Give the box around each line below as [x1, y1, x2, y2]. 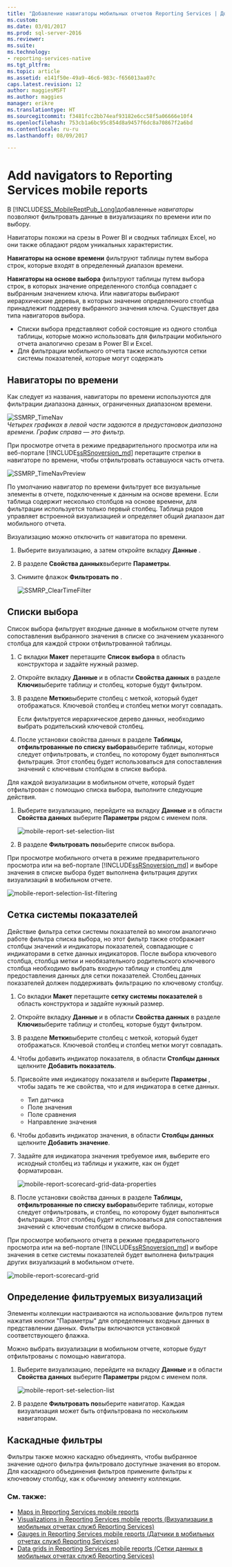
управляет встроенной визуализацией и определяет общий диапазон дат [7, 512, 225, 520]
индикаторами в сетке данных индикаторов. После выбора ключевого [7, 949, 217, 957]
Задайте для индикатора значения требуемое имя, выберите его [17, 1151, 211, 1160]
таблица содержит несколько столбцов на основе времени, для [7, 498, 197, 505]
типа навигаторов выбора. [7, 311, 86, 320]
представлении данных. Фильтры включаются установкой [7, 1324, 180, 1332]
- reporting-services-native [7, 55, 91, 62]
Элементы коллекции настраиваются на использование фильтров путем [7, 1310, 223, 1318]
